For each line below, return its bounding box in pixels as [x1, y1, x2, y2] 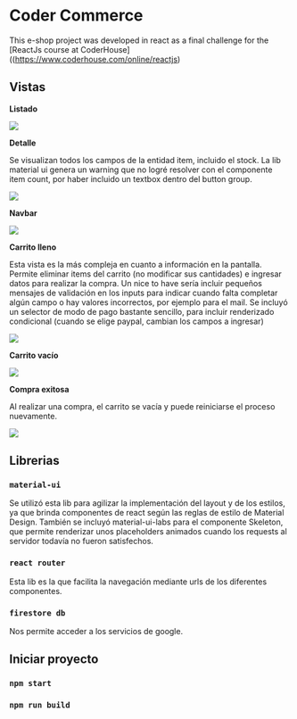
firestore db [9, 607, 66, 618]
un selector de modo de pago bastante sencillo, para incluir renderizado [9, 306, 275, 317]
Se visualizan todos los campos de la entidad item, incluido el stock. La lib [9, 154, 281, 165]
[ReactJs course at [9, 44, 78, 54]
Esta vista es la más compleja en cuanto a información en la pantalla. [9, 259, 262, 269]
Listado [9, 103, 38, 114]
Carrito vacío [9, 350, 59, 360]
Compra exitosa [9, 384, 70, 394]
